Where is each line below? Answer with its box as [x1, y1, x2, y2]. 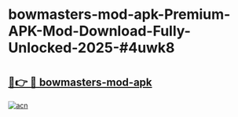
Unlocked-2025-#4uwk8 [8, 39, 175, 57]
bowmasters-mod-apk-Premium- [8, 5, 231, 24]
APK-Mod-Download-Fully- [8, 22, 191, 40]
